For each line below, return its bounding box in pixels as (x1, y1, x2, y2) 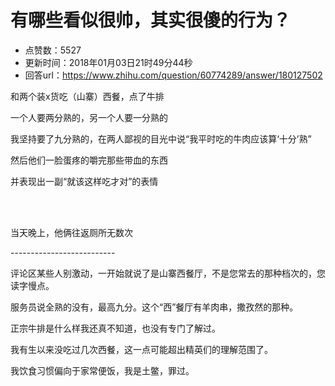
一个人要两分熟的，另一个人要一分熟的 (10, 111, 168, 123)
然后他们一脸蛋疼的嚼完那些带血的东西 (10, 154, 168, 166)
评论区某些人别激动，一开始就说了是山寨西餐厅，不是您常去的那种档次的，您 (10, 267, 326, 279)
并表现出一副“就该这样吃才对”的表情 (10, 175, 159, 187)
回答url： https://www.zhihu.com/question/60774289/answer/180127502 (24, 69, 323, 81)
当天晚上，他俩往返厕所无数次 (10, 226, 133, 238)
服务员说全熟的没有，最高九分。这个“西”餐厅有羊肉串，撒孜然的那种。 (10, 301, 299, 313)
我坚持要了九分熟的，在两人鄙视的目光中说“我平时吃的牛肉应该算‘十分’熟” (10, 132, 312, 145)
